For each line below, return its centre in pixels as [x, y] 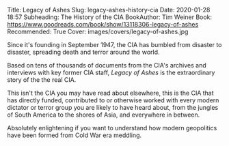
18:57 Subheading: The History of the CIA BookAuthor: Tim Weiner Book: [110, 17]
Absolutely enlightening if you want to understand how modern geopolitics [112, 128]
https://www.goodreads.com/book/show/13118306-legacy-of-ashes [103, 24]
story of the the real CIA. [42, 80]
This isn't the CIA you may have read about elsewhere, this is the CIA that [110, 93]
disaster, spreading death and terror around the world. [83, 52]
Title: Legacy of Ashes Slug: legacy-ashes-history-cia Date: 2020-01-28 [109, 10]
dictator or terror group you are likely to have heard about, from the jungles [113, 107]
